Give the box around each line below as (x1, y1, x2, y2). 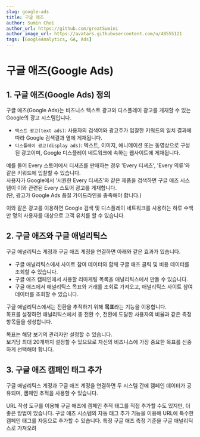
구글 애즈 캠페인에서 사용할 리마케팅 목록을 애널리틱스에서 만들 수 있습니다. (14, 275, 189, 282)
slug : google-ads (6, 8, 49, 15)
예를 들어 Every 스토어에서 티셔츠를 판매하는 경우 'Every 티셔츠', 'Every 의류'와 (6, 162, 190, 169)
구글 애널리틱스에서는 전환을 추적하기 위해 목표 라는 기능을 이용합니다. (6, 303, 167, 310)
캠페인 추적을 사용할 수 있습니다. (23, 389, 98, 396)
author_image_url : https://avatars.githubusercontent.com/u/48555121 (6, 31, 183, 37)
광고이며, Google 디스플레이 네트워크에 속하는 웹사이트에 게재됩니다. (21, 149, 180, 156)
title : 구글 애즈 (6, 14, 45, 20)
